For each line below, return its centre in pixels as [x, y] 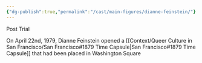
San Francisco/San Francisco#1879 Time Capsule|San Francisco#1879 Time [101, 47]
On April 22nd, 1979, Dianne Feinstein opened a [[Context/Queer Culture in [99, 40]
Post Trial [18, 29]
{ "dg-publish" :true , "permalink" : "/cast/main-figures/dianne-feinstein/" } [101, 12]
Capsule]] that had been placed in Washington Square [73, 53]
